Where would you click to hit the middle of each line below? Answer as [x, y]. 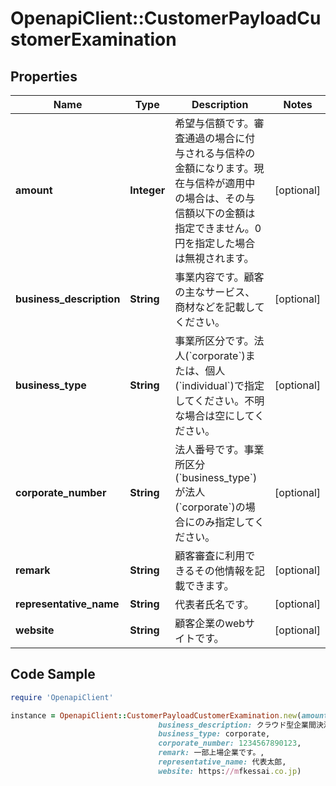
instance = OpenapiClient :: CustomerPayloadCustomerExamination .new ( [156, 715]
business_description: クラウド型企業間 [237, 725]
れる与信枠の [225, 153]
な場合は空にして [214, 415]
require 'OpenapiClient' [62, 697]
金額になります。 [214, 168]
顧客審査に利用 [210, 555]
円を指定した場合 [215, 243]
